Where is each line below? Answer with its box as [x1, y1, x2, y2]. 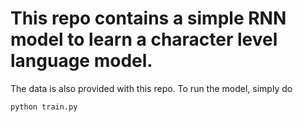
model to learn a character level [10, 28, 278, 51]
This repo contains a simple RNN [10, 7, 287, 30]
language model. [10, 50, 153, 72]
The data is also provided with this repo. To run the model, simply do [10, 82, 293, 94]
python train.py [10, 102, 78, 112]
